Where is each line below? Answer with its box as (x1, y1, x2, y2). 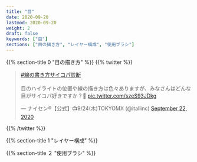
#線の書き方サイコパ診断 (20, 71, 81, 78)
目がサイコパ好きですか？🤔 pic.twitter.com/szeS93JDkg (20, 92, 157, 99)
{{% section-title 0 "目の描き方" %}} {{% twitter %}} (6, 59, 133, 66)
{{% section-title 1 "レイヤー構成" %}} (6, 137, 98, 144)
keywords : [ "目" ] (6, 36, 48, 42)
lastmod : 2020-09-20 (6, 20, 57, 25)
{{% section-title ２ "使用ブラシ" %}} (6, 149, 96, 157)
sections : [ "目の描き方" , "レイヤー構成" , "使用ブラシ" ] (6, 42, 134, 48)
